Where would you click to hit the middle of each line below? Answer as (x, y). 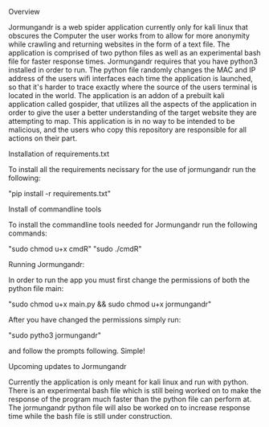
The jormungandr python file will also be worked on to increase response (129, 408)
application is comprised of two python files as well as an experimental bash (134, 53)
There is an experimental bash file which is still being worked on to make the (135, 390)
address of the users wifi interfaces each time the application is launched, (130, 78)
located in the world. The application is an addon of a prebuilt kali (116, 95)
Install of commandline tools (55, 209)
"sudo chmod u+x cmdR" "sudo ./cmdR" (75, 249)
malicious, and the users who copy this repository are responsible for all (128, 129)
